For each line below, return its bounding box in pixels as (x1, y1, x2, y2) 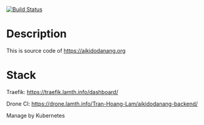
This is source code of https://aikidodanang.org (6, 47, 126, 54)
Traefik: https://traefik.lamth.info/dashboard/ (6, 88, 119, 95)
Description (6, 27, 67, 41)
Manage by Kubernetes (6, 112, 65, 119)
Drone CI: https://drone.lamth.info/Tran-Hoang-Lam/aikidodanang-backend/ (6, 100, 198, 107)
